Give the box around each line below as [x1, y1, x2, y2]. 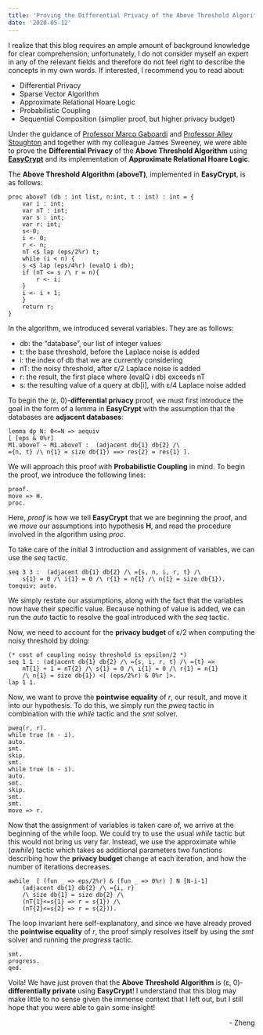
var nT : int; [22, 206, 68, 214]
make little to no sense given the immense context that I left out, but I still [8, 994, 243, 1004]
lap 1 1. [8, 678, 37, 687]
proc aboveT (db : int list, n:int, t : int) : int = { [8, 193, 194, 201]
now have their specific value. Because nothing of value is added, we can [8, 603, 246, 613]
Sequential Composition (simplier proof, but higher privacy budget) [19, 114, 236, 123]
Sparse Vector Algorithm [19, 89, 99, 98]
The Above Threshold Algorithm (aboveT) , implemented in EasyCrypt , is [8, 169, 246, 179]
